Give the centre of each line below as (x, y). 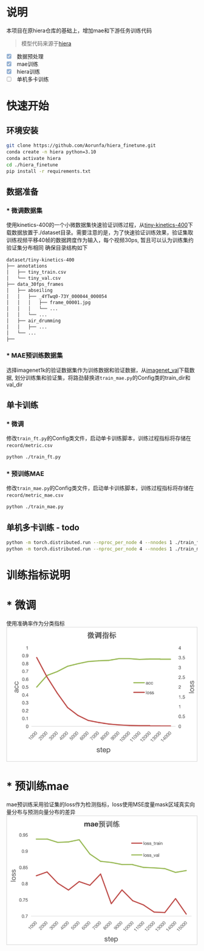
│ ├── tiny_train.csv (36, 272)
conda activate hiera (34, 158)
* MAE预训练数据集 (35, 355)
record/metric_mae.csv (35, 496)
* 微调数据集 (24, 211)
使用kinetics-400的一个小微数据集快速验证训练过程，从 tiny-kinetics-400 (97, 225)
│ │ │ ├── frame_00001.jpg (49, 303)
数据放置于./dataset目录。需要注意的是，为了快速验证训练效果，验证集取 (102, 232)
